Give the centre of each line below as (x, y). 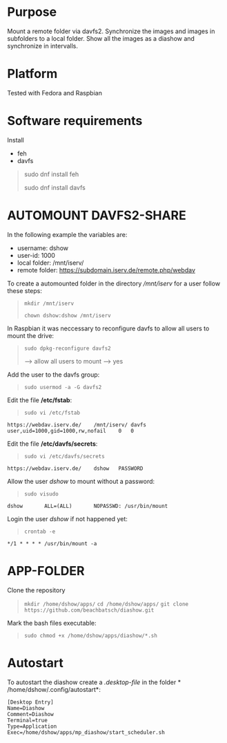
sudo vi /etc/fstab (52, 413)
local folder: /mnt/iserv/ (50, 263)
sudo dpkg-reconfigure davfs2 (68, 348)
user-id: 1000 (36, 255)
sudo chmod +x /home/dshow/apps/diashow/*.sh (90, 636)
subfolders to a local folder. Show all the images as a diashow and (101, 38)
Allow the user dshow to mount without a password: (81, 481)
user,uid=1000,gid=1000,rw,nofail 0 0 (71, 431)
